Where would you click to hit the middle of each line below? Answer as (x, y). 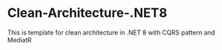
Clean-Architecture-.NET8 (88, 13)
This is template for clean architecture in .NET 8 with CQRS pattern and (111, 32)
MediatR (20, 39)
